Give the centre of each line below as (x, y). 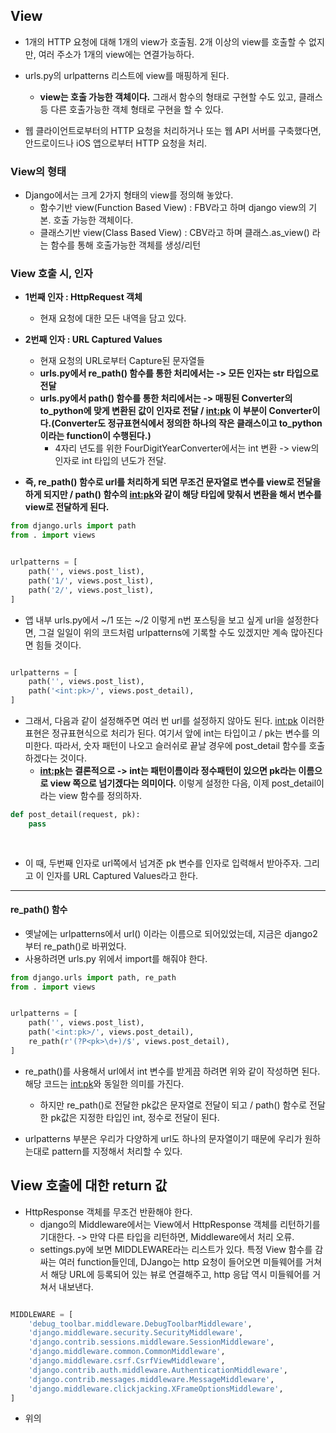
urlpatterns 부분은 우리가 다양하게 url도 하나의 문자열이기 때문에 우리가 (163, 1138)
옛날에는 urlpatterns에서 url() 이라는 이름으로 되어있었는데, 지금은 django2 (171, 933)
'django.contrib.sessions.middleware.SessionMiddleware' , (151, 1342)
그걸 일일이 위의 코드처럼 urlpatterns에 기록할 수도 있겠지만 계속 (163, 632)
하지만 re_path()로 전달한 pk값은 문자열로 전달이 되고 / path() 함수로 (173, 1105)
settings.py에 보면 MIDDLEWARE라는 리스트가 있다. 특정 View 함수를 (176, 1249)
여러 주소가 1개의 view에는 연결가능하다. (116, 54)
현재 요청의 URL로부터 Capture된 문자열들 (122, 361)
